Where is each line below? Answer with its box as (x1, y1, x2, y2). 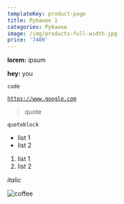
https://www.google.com (7, 96, 77, 103)
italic (7, 176, 22, 184)
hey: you (7, 70, 34, 78)
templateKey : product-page (7, 10, 86, 18)
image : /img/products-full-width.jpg (7, 30, 118, 37)
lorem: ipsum (7, 56, 46, 64)
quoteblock (7, 121, 39, 129)
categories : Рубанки (7, 23, 68, 30)
